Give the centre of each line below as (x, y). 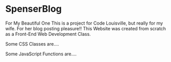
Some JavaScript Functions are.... (41, 54)
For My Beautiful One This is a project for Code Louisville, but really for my (84, 23)
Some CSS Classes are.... (32, 44)
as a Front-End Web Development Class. (48, 34)
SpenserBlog (34, 9)
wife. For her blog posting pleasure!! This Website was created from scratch (85, 28)
